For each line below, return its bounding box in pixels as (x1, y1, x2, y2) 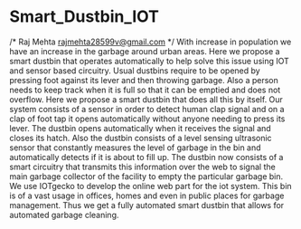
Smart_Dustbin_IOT (9, 6, 160, 27)
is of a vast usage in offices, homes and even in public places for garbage (9, 190, 285, 201)
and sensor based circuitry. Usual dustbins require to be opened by (9, 65, 260, 76)
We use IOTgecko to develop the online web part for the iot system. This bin (9, 180, 292, 191)
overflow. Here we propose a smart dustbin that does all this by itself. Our (9, 93, 283, 105)
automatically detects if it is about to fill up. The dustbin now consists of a (9, 151, 284, 162)
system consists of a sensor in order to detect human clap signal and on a (9, 103, 285, 114)
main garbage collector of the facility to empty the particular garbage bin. (9, 170, 284, 182)
